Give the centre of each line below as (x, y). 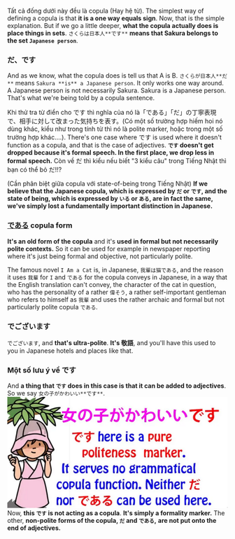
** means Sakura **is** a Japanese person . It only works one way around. (115, 83)
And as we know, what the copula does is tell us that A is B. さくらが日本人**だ (117, 76)
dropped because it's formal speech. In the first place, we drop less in (111, 153)
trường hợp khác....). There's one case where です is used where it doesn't (115, 137)
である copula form (40, 225)
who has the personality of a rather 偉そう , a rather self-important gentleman (117, 292)
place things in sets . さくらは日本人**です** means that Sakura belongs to (113, 33)
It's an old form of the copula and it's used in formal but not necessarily (113, 241)
